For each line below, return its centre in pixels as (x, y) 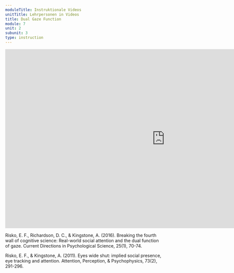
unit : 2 (13, 28)
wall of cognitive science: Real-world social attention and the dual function (82, 241)
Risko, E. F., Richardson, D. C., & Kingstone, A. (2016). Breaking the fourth (81, 235)
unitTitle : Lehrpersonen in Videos (42, 14)
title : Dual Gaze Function (33, 19)
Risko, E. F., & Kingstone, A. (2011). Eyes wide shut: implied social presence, (83, 256)
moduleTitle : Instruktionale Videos (43, 10)
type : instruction (24, 38)
